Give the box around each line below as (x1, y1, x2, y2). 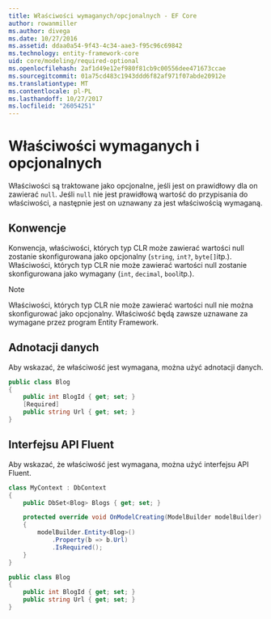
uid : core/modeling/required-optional (8, 57, 139, 66)
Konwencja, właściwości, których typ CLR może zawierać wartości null (8, 243, 244, 252)
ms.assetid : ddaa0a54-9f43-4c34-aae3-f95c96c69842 (8, 42, 183, 50)
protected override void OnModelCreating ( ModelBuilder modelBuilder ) (23, 513, 263, 522)
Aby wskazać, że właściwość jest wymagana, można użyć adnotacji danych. (8, 362, 264, 372)
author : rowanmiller (8, 19, 78, 28)
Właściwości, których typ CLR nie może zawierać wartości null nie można (8, 300, 253, 310)
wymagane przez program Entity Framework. (8, 317, 159, 327)
